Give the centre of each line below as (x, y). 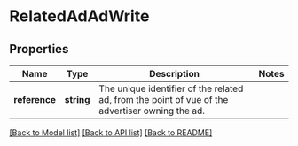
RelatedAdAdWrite (79, 16)
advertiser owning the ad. (152, 111)
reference (35, 100)
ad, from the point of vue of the (164, 100)
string (77, 100)
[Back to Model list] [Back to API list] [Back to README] (111, 133)
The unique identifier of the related (171, 88)
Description (174, 74)
